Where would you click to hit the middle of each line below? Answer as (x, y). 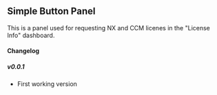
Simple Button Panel (51, 11)
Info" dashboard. (31, 35)
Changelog (23, 51)
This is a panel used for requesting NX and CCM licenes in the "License (108, 28)
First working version (47, 84)
